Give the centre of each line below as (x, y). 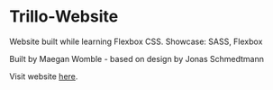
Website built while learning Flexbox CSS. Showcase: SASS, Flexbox (136, 41)
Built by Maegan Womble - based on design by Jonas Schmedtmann (136, 58)
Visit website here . (44, 76)
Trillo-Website (64, 17)
